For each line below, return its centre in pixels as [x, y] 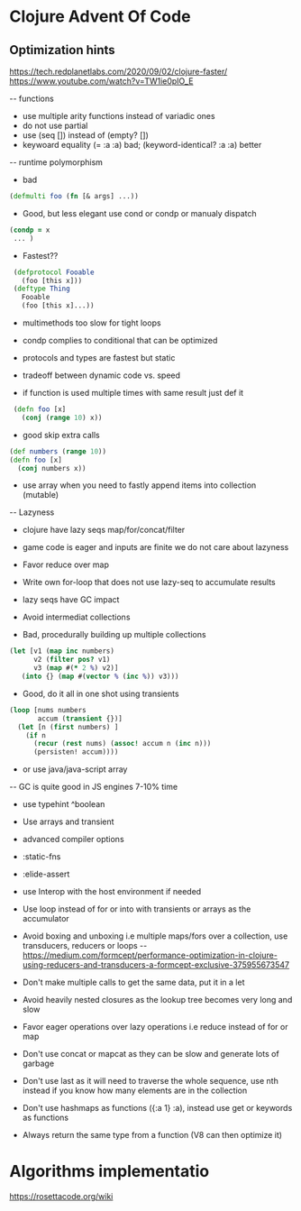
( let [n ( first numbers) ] [68, 727]
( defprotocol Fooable [54, 272]
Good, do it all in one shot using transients [100, 693]
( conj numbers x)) [52, 468]
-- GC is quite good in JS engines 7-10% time [94, 787]
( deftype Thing [41, 289]
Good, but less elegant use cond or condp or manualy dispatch [139, 213]
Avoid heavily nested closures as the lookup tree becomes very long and [157, 1000]
